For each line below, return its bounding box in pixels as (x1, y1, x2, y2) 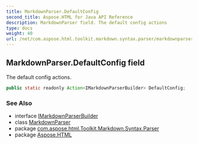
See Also (6, 99, 32, 107)
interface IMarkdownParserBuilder (14, 112, 98, 119)
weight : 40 (6, 31, 33, 37)
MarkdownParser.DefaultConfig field (6, 58, 145, 68)
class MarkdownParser (14, 119, 71, 126)
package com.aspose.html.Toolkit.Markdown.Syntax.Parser (14, 125, 160, 132)
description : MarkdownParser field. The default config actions (6, 19, 167, 25)
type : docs (6, 25, 33, 31)
